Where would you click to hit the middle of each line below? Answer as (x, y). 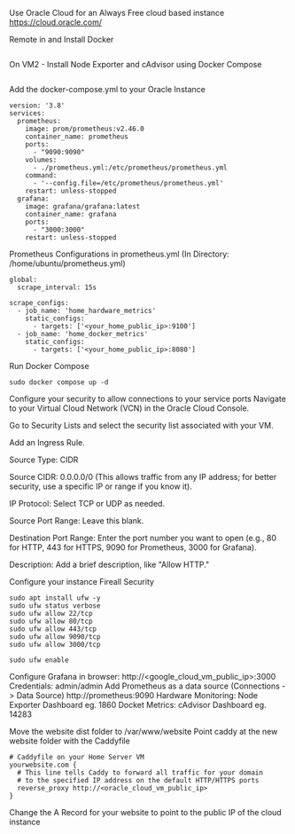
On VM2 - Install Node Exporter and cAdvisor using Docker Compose (136, 64)
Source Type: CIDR (44, 460)
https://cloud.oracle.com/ (56, 22)
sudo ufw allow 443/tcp (53, 629)
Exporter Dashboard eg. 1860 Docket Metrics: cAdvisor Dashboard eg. (138, 705)
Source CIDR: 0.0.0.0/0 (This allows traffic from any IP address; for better (143, 477)
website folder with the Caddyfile (70, 741)
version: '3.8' (37, 106)
